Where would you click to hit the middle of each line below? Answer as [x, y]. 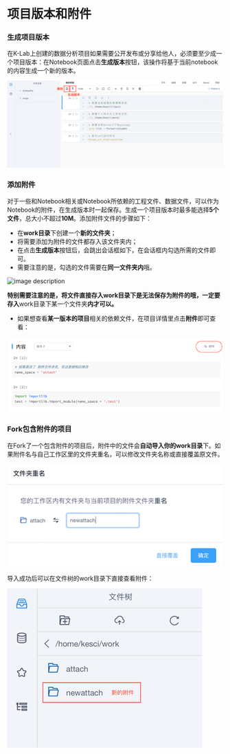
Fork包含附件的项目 [39, 429]
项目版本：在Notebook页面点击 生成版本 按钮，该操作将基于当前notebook [115, 62]
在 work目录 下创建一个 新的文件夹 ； [67, 233]
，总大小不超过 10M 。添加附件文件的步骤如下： [86, 218]
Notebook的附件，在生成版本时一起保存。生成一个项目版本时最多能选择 [108, 210]
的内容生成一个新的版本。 [43, 71]
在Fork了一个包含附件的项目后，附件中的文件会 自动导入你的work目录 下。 [111, 445]
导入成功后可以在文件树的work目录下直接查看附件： [80, 578]
